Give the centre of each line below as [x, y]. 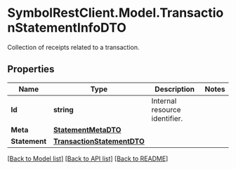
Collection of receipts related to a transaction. [73, 47]
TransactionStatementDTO [99, 141]
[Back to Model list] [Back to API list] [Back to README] [88, 158]
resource [166, 109]
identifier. [167, 119]
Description [175, 89]
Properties [31, 69]
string [63, 109]
